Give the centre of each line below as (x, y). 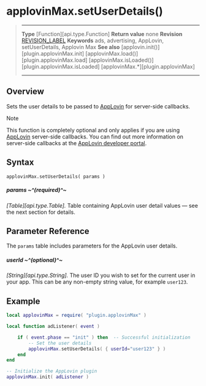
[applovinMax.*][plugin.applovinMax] (148, 66)
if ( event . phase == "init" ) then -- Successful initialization (104, 337)
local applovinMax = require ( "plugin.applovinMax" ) (77, 316)
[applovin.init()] (140, 47)
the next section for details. (41, 212)
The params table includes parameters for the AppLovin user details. (92, 246)
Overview (25, 92)
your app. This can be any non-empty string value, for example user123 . (97, 282)
